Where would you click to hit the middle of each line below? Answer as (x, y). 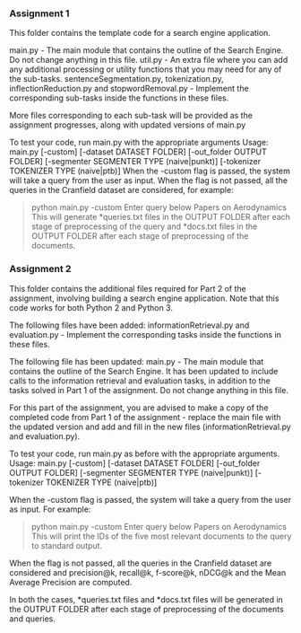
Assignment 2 (40, 269)
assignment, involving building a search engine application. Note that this (144, 298)
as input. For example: (50, 509)
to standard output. (67, 545)
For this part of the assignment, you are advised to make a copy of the (139, 408)
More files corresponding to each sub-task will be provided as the (131, 116)
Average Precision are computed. (71, 582)
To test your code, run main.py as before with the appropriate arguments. (145, 453)
